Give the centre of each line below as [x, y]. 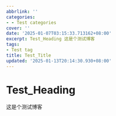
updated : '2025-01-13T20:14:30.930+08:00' [59, 61]
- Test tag [19, 50]
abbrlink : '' [22, 11]
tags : [13, 45]
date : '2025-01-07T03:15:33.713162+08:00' [59, 34]
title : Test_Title [29, 55]
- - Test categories [32, 22]
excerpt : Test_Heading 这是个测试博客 [51, 39]
